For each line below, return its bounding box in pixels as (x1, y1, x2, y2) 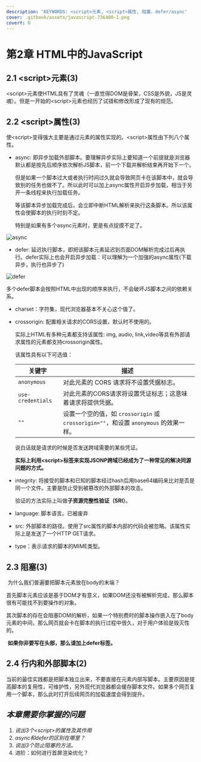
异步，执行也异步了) (14, 261, 65, 268)
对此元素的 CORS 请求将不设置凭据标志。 (63, 378, 179, 387)
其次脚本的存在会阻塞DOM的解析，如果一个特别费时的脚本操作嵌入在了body (6, 612, 194, 619)
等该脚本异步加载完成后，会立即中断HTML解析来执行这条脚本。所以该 (14, 201, 187, 209)
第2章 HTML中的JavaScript (6, 47, 143, 61)
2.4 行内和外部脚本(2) (6, 659, 87, 669)
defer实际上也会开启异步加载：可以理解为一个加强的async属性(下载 (25, 253, 192, 261)
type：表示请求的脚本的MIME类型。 (14, 543, 103, 550)
